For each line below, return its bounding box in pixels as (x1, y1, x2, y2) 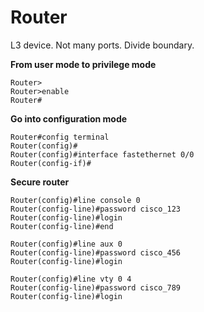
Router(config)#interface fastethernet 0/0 (10, 149, 195, 160)
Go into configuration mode (10, 112, 128, 125)
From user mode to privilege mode (10, 58, 157, 70)
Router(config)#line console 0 (10, 195, 141, 205)
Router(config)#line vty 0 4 (10, 274, 132, 284)
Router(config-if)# (10, 158, 92, 168)
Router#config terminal (10, 132, 110, 142)
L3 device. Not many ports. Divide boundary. (10, 39, 195, 51)
